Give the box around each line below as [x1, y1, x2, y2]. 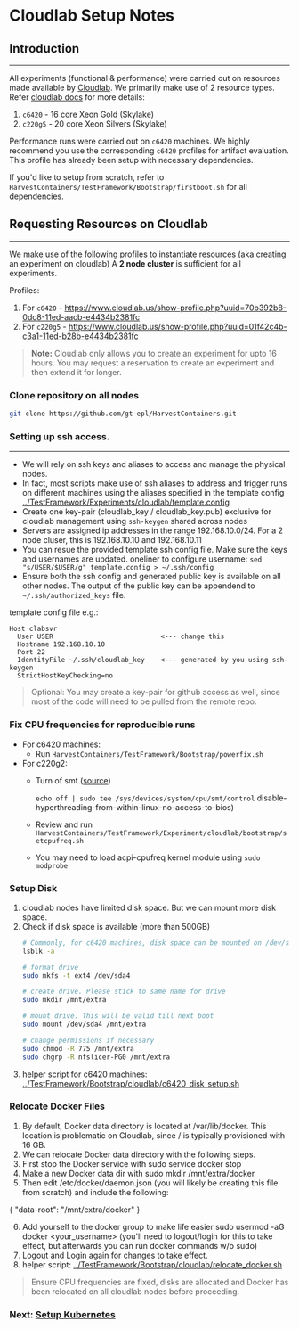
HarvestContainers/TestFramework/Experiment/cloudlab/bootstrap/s [35, 828, 287, 838]
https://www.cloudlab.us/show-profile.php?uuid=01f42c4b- [68, 321, 287, 332]
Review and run [35, 819, 93, 830]
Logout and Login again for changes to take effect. [21, 1250, 208, 1260]
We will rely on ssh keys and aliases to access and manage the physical [21, 459, 286, 470]
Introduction [9, 41, 80, 56]
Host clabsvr [9, 625, 58, 634]
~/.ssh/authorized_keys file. [21, 590, 126, 601]
